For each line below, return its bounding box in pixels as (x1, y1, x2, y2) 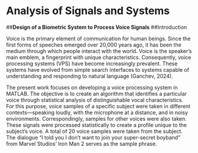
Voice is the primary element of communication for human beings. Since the (6, 35, 191, 42)
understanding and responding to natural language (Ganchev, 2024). (6, 72, 173, 79)
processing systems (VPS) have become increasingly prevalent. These (6, 60, 178, 67)
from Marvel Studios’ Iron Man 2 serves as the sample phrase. (6, 140, 157, 147)
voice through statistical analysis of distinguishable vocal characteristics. (6, 96, 184, 104)
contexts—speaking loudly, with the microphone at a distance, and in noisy (6, 109, 189, 116)
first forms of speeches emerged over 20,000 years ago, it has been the (6, 41, 181, 48)
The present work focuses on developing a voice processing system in (6, 84, 178, 91)
